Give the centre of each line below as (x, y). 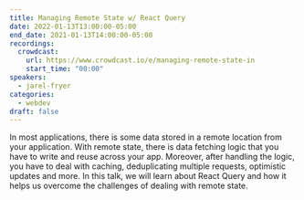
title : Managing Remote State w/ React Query (97, 18)
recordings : (32, 43)
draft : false (34, 111)
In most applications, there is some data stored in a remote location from (146, 137)
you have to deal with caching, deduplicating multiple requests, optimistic (148, 166)
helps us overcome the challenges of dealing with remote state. (129, 186)
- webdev (34, 103)
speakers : (28, 78)
